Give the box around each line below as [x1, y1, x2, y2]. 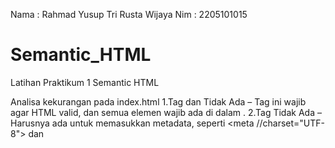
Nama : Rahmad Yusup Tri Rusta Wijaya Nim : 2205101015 [10, 9, 248, 20]
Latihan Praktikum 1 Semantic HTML [10, 76, 160, 88]
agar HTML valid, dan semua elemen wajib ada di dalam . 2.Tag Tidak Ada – [10, 106, 322, 118]
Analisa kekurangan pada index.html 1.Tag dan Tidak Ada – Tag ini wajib [10, 95, 307, 108]
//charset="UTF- [256, 117, 326, 129]
